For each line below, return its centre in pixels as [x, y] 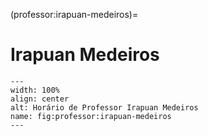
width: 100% [35, 90]
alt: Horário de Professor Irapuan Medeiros [104, 107]
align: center [40, 99]
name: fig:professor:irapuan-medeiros [91, 116]
